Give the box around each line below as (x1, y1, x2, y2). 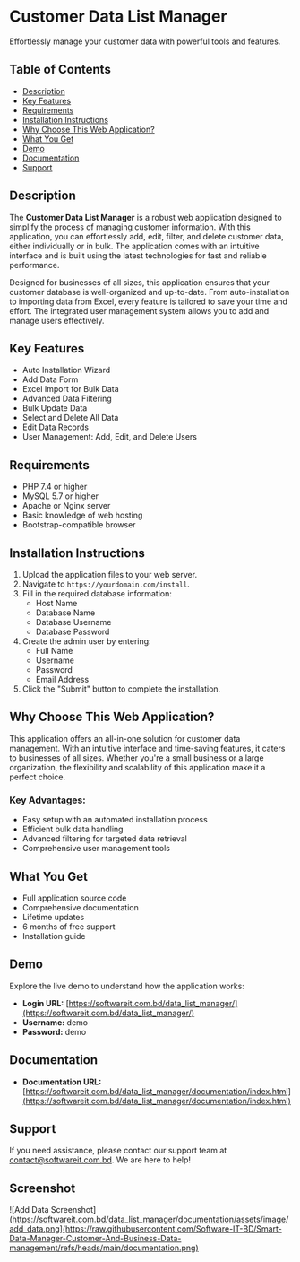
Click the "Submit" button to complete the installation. (21, 683, 221, 694)
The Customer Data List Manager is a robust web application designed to (9, 212, 282, 222)
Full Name (35, 646, 73, 656)
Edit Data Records (21, 422, 90, 432)
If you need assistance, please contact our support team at (9, 1145, 227, 1156)
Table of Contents (9, 62, 112, 77)
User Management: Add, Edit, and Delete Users (21, 431, 197, 442)
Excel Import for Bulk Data (21, 384, 119, 395)
